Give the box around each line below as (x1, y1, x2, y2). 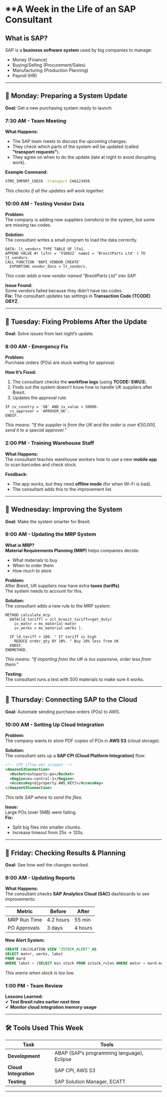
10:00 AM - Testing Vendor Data (5, 200, 84, 207)
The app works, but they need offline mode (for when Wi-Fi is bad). (12, 481, 152, 487)
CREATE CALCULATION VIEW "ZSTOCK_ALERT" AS (5, 947, 97, 952)
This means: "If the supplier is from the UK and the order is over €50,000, (5, 422, 157, 428)
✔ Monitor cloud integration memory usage (5, 1004, 97, 1010)
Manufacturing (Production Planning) (12, 67, 88, 73)
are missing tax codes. (5, 222, 52, 228)
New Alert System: (5, 937, 45, 943)
